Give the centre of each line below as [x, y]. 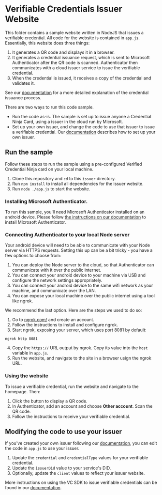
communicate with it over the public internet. [57, 270]
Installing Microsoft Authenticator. [46, 201]
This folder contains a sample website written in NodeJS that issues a [74, 32]
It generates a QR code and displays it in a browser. [63, 52]
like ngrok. [22, 301]
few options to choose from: [33, 256]
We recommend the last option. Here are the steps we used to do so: [74, 310]
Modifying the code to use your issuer [64, 432]
